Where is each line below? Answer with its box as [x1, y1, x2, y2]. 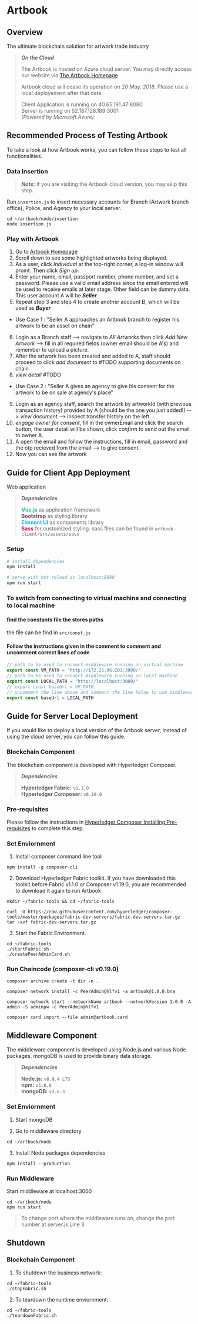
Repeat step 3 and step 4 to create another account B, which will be [15, 299, 180, 306]
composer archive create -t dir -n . [6, 978, 99, 984]
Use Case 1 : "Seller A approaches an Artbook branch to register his [15, 316, 180, 323]
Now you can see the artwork [15, 451, 87, 458]
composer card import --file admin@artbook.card [6, 1014, 128, 1021]
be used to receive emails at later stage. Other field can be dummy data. [15, 286, 190, 293]
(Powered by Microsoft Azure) [21, 113, 95, 120]
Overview [6, 27, 43, 37]
